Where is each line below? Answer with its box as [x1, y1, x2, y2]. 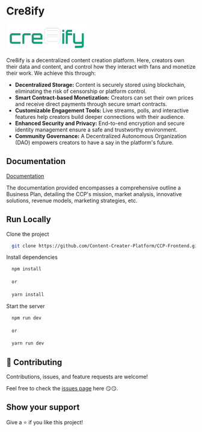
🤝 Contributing [6, 357, 63, 367]
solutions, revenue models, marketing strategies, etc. [6, 197, 138, 204]
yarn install [11, 291, 44, 297]
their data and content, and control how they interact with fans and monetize [6, 63, 196, 70]
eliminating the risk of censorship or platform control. [14, 87, 147, 95]
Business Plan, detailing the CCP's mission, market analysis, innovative [6, 190, 182, 197]
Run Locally [6, 214, 51, 224]
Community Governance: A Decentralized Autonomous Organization [14, 132, 187, 139]
